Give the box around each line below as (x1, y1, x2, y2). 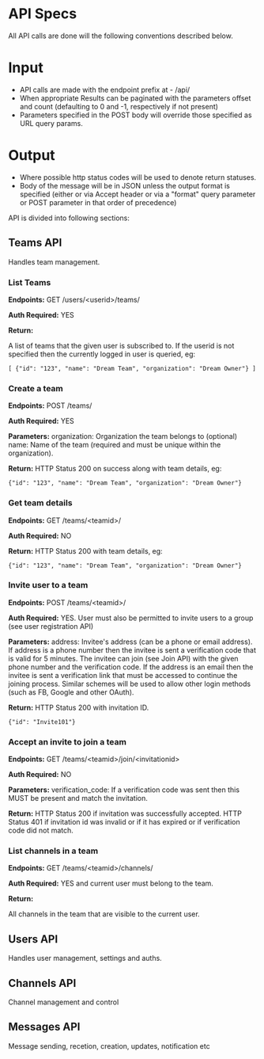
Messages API (8, 1020, 81, 1034)
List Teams (8, 276, 51, 288)
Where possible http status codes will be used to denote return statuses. (19, 172, 257, 182)
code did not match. (8, 825, 74, 836)
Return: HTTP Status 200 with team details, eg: (8, 546, 164, 555)
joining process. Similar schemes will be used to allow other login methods (8, 679, 251, 688)
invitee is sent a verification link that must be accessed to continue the (8, 670, 238, 680)
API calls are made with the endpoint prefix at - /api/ (19, 85, 190, 94)
